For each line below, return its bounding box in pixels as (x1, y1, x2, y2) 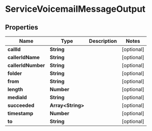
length (7, 86, 23, 93)
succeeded (7, 102, 34, 109)
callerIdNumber (7, 62, 45, 68)
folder (7, 70, 22, 77)
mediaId (7, 94, 27, 100)
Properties (5, 23, 38, 32)
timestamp (7, 110, 33, 117)
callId (7, 46, 21, 53)
